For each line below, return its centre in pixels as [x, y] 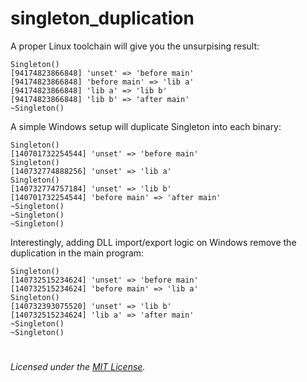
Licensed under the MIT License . [78, 367]
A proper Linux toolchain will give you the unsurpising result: [135, 46]
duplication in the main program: [77, 253]
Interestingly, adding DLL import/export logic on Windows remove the [153, 242]
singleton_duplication [102, 18]
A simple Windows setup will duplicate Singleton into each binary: [146, 126]
